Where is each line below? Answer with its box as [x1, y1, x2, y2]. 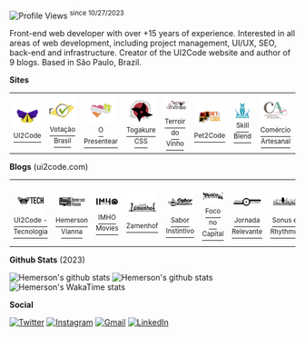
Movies [95, 223, 119, 233]
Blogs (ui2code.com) [9, 161, 89, 172]
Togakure [125, 125, 156, 135]
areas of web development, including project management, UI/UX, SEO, [9, 37, 277, 48]
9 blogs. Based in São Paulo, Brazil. [9, 56, 143, 67]
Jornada [233, 216, 261, 225]
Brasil [54, 136, 72, 145]
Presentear [84, 137, 118, 146]
